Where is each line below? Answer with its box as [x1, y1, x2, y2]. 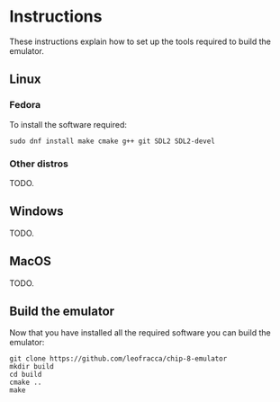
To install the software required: [9, 119, 128, 130]
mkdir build [9, 362, 54, 371]
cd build [9, 371, 42, 380]
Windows [9, 204, 64, 219]
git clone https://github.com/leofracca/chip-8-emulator [9, 354, 228, 363]
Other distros [9, 157, 69, 170]
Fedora [9, 99, 41, 112]
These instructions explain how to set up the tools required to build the [9, 36, 272, 47]
